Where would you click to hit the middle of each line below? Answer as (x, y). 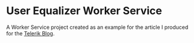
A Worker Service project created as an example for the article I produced (97, 27)
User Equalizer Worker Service (84, 11)
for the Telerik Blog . (31, 33)
